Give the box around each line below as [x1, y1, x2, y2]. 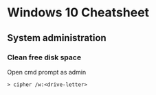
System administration [7, 32, 107, 44]
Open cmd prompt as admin [7, 68, 87, 76]
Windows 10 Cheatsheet [7, 5, 150, 21]
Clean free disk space [7, 53, 81, 62]
